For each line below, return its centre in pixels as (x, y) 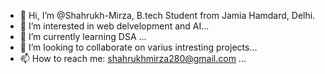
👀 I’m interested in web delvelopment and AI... (114, 26)
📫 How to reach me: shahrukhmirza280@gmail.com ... (133, 58)
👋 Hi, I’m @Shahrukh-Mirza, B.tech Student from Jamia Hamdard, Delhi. (167, 15)
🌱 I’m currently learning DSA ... (83, 36)
